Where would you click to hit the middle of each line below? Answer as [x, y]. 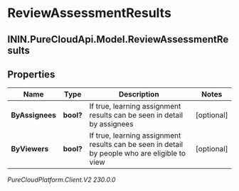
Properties [31, 74]
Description [139, 94]
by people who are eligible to [138, 153]
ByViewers [30, 149]
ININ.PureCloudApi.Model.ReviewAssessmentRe [118, 39]
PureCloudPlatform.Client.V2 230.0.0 [62, 180]
